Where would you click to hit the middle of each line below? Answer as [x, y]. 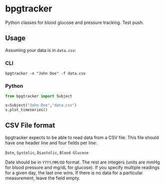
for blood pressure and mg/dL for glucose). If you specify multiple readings [82, 167]
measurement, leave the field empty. [43, 178]
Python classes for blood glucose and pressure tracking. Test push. [75, 22]
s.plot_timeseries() [27, 110]
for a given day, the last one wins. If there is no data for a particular [74, 173]
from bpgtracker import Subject [39, 96]
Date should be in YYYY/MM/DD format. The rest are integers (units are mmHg [83, 162]
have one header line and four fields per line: [51, 143]
